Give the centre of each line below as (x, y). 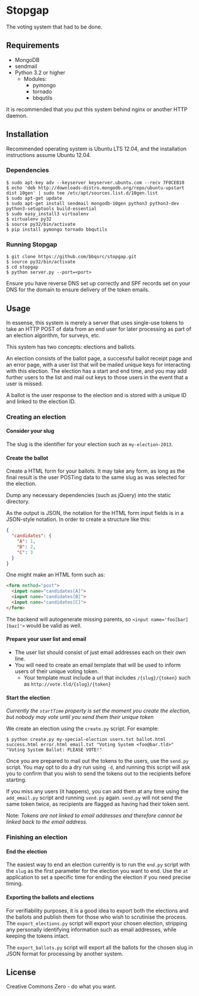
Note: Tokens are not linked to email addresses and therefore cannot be (94, 816)
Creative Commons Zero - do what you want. (61, 986)
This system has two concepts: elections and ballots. (71, 347)
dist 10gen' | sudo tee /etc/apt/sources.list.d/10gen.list (82, 193)
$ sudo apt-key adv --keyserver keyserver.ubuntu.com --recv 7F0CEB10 (95, 183)
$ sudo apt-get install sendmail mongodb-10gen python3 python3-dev (93, 203)
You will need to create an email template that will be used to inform (98, 665)
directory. (18, 502)
